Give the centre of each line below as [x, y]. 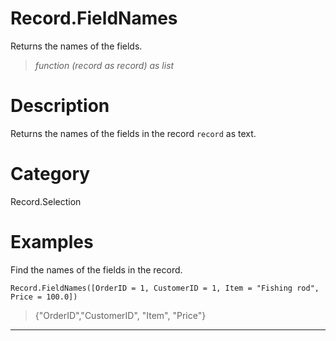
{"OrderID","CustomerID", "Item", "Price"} [120, 315]
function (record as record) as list [104, 65]
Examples [52, 242]
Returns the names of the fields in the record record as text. [133, 133]
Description [60, 106]
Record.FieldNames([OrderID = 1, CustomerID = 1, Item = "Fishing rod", [165, 288]
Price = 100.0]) [44, 297]
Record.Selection [46, 201]
